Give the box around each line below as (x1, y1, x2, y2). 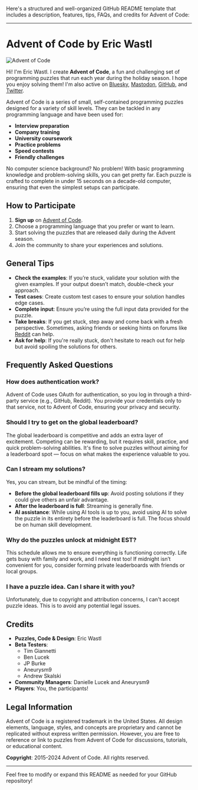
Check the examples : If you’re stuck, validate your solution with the (14, 274, 180, 281)
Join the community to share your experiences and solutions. (14, 241, 164, 248)
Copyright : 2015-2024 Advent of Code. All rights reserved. (6, 754, 150, 761)
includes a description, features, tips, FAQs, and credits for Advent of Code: (6, 11, 190, 18)
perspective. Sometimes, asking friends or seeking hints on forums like (14, 324, 187, 331)
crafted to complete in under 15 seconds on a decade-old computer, (6, 177, 172, 184)
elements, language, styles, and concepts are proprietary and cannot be (6, 724, 181, 731)
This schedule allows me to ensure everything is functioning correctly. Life (6, 549, 187, 556)
